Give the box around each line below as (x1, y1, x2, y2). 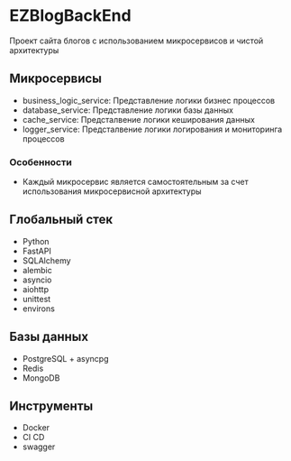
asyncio (22, 274, 52, 285)
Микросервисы (9, 71, 102, 87)
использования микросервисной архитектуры (22, 186, 202, 197)
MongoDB (22, 372, 60, 383)
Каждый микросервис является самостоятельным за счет (22, 177, 250, 188)
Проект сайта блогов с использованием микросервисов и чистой (9, 35, 264, 46)
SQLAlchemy (22, 254, 71, 266)
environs (22, 303, 56, 314)
